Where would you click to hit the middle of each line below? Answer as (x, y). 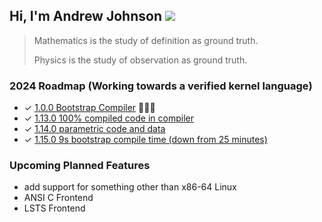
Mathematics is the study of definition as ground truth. (146, 40)
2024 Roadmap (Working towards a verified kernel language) (161, 86)
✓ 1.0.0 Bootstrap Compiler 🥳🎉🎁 (89, 108)
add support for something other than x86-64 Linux (130, 187)
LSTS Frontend (54, 208)
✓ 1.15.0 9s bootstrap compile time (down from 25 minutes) (145, 140)
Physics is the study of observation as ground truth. (140, 60)
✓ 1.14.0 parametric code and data (94, 129)
